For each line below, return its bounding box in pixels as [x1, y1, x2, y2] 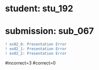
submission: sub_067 [5, 26, 94, 37]
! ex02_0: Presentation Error [5, 42, 67, 47]
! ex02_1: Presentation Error [5, 46, 67, 51]
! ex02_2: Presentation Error [5, 51, 67, 56]
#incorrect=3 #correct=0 [5, 60, 56, 66]
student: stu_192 [5, 3, 74, 14]
